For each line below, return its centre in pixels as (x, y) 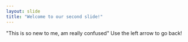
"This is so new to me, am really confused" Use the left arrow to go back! (94, 33)
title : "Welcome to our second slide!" (55, 17)
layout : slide (23, 11)
